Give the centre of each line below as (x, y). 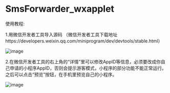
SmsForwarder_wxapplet (60, 9)
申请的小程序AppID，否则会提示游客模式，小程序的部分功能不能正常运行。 (88, 68)
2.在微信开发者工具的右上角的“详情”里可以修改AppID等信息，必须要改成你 (83, 61)
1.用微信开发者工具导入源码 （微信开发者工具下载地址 (61, 34)
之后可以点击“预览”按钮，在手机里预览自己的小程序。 (61, 74)
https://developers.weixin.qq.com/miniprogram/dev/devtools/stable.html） (84, 41)
